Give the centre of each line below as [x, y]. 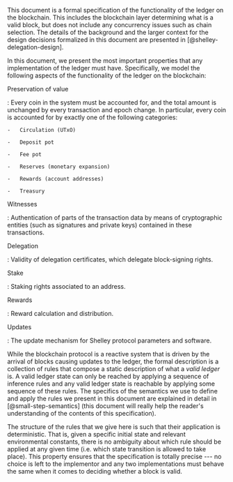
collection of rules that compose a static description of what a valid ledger [114, 369]
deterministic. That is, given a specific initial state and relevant [96, 434]
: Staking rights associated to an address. [67, 286]
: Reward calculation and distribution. [60, 314]
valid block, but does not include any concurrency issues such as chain [110, 25]
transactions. [26, 232]
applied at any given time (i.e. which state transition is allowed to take [107, 449]
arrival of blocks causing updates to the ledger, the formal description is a [113, 361]
